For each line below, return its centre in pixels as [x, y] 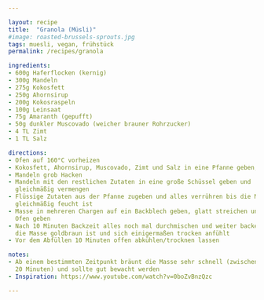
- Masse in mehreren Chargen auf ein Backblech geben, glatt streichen [128, 211]
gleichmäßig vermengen [52, 189]
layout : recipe [33, 22]
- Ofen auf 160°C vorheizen [54, 160]
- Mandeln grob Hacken [45, 175]
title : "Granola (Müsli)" [52, 29]
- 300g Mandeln [33, 80]
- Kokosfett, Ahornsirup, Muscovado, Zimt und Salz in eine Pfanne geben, [133, 167]
